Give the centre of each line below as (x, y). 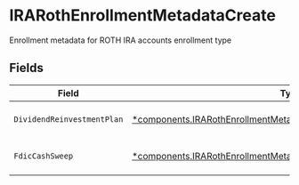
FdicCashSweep (44, 156)
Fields (27, 68)
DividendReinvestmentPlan (69, 119)
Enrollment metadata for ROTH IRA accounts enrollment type (121, 40)
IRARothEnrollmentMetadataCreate (142, 16)
